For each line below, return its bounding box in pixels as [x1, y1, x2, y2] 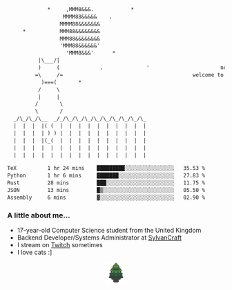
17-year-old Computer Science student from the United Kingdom [17, 226, 202, 235]
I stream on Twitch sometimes [17, 241, 104, 249]
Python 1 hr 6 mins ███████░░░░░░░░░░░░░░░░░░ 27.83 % [7, 172, 206, 180]
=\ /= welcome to [35, 71, 224, 78]
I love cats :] [17, 248, 52, 257]
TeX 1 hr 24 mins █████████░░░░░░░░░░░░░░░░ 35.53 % [7, 165, 206, 172]
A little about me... [7, 210, 70, 220]
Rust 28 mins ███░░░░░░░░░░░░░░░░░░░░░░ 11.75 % [7, 180, 206, 186]
